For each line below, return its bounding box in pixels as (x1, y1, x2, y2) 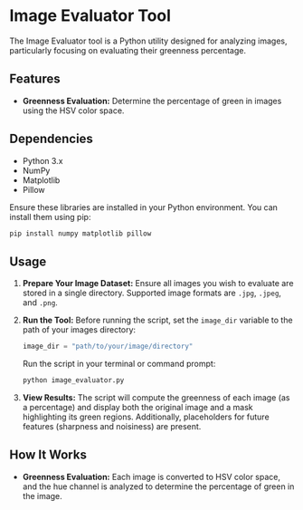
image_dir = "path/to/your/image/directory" (22, 342, 194, 351)
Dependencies (9, 131, 93, 147)
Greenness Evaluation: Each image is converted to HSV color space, (22, 471, 281, 482)
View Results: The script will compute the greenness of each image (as (22, 392, 290, 403)
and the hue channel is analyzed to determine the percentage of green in (22, 481, 295, 492)
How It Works (9, 447, 88, 463)
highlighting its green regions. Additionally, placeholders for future (22, 411, 270, 422)
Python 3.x (22, 155, 63, 166)
